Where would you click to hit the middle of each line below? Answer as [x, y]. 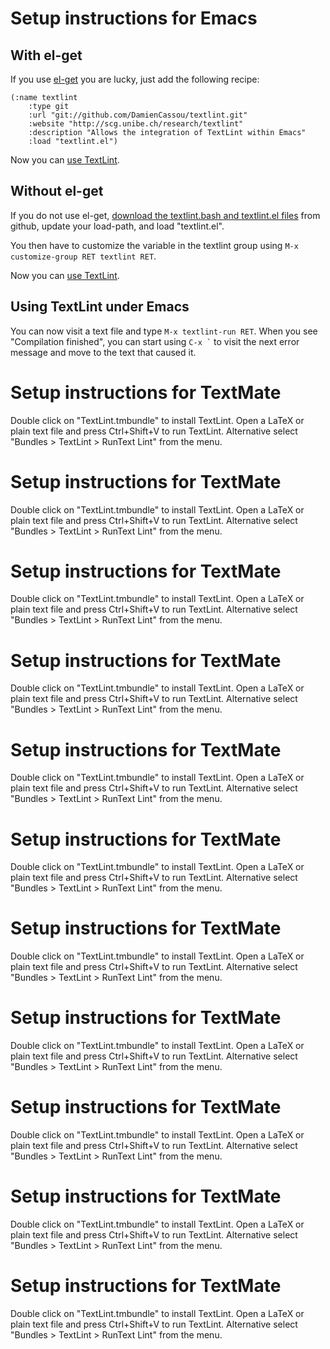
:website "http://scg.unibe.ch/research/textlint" [136, 124]
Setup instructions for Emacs [134, 18]
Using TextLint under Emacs [100, 307]
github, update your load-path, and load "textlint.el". [117, 226]
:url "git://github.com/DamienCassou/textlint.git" [138, 115]
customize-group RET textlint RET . [83, 256]
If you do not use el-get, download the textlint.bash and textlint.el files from [165, 215]
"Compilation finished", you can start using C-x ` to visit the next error [155, 341]
